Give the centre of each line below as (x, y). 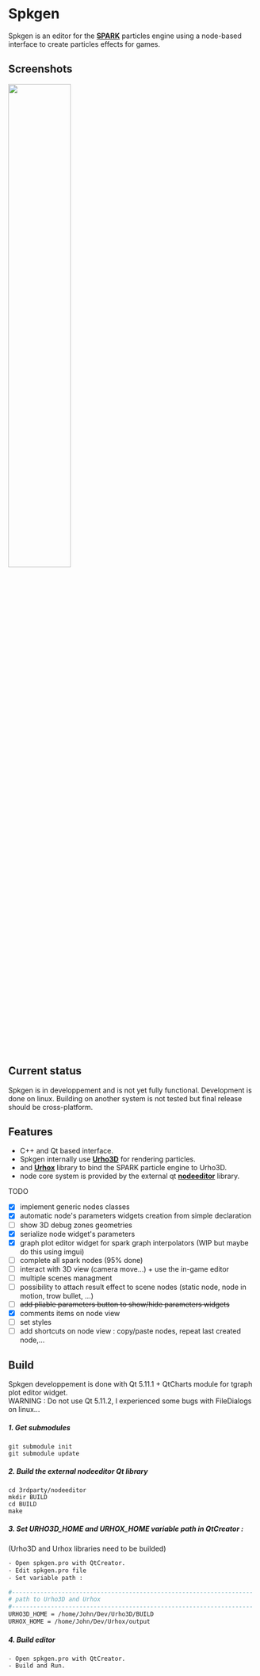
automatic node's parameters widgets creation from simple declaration (136, 1216)
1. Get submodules (40, 1427)
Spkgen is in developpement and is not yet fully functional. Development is (130, 1090)
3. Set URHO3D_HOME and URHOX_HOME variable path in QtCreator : (126, 1529)
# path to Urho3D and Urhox (55, 1599)
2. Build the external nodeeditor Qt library (78, 1471)
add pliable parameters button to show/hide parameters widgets (124, 1304)
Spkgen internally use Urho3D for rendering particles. (107, 1159)
